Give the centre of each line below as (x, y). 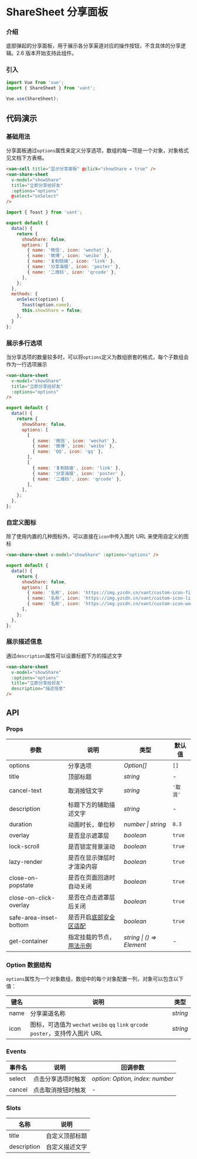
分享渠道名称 (48, 1014)
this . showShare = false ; (52, 310)
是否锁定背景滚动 (91, 846)
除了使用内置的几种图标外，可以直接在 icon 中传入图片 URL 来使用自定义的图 (97, 536)
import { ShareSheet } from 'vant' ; (51, 88)
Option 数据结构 (29, 965)
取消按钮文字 (86, 790)
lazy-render (26, 861)
